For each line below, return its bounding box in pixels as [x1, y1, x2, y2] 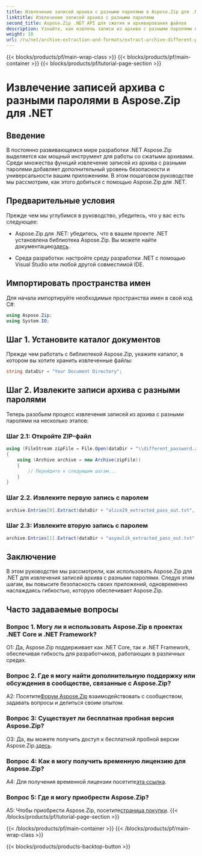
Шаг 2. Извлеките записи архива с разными [6, 385, 180, 395]
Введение [6, 130, 46, 140]
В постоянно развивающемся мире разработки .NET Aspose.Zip [6, 146, 172, 154]
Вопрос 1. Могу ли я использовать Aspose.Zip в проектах [6, 622, 183, 631]
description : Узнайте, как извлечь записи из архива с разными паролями [6, 25, 192, 32]
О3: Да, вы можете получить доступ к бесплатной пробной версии [6, 736, 179, 743]
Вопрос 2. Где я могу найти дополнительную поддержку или [6, 672, 195, 680]
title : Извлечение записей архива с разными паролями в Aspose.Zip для [6, 8, 189, 15]
